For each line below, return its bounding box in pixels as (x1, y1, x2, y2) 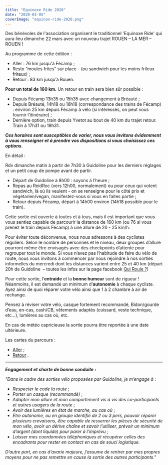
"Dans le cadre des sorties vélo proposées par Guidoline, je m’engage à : (5, 376, 156, 382)
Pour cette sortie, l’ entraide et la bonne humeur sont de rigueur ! (5, 276, 140, 282)
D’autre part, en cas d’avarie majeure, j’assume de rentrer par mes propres (5, 449, 160, 455)
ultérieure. (5, 327, 26, 334)
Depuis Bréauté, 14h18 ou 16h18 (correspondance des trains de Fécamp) (12, 101, 161, 107)
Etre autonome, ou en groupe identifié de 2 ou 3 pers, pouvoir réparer (12, 412, 156, 419)
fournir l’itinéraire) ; (12, 112, 52, 118)
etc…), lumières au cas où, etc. (5, 312, 69, 319)
